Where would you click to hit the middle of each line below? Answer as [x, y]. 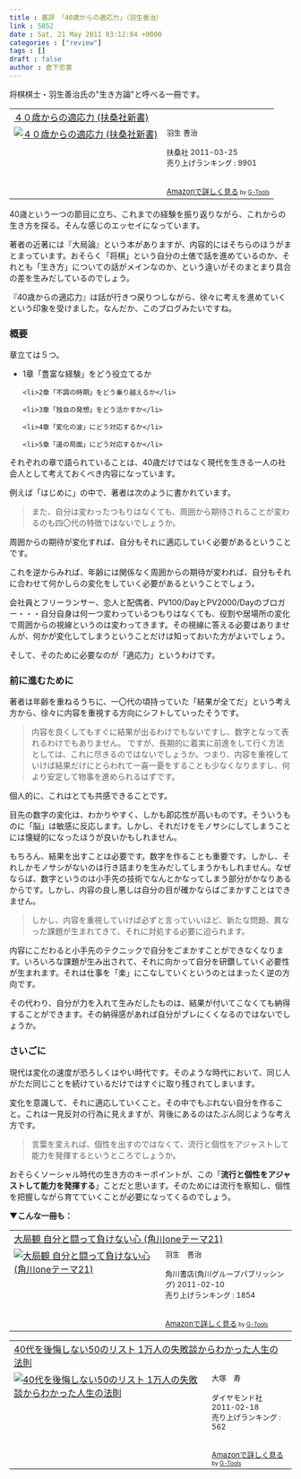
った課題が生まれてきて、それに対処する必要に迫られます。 [140, 931]
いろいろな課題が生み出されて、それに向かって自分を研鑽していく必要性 [157, 962]
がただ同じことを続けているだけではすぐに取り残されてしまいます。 [134, 1083]
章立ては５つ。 [37, 355]
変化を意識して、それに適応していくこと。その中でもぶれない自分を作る [142, 1103]
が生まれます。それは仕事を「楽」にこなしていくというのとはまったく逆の [146, 973]
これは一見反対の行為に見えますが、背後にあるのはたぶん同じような [150, 1113]
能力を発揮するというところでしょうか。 [106, 1155]
